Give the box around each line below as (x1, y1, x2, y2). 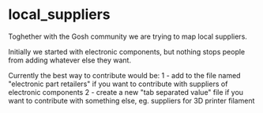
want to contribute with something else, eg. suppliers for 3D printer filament (8, 96, 255, 105)
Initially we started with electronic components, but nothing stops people (8, 47, 246, 56)
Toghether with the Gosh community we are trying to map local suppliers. (8, 32, 247, 41)
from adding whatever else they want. (8, 55, 132, 65)
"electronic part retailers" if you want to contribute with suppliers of (8, 79, 228, 89)
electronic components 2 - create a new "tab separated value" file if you (8, 87, 243, 96)
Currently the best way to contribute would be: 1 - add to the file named (8, 70, 241, 80)
